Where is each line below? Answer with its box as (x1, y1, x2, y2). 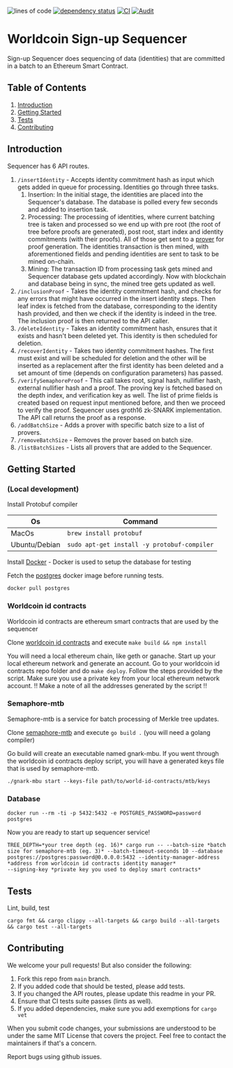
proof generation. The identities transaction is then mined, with (27, 242, 209, 251)
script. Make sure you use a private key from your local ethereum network (7, 674, 220, 682)
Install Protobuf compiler (7, 500, 78, 509)
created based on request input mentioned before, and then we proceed (17, 398, 225, 407)
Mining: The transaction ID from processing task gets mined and (27, 265, 213, 273)
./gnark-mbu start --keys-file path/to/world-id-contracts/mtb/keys (7, 778, 211, 785)
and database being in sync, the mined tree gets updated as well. (27, 279, 216, 288)
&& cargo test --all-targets (7, 923, 92, 930)
